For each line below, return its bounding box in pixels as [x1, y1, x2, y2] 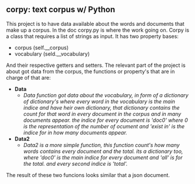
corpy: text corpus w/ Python [6, 5, 115, 15]
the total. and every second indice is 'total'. [23, 160, 128, 167]
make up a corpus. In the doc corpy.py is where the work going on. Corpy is [6, 26, 189, 33]
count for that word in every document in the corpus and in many [23, 110, 182, 117]
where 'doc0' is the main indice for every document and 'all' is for [23, 154, 183, 161]
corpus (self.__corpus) [14, 44, 69, 51]
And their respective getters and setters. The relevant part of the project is [6, 62, 186, 69]
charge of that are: [6, 74, 51, 81]
